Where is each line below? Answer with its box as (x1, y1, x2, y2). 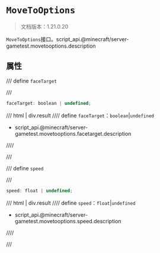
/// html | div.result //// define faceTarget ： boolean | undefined (6, 112, 154, 119)
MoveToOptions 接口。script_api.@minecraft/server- (6, 35, 129, 43)
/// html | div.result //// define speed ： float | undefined (6, 199, 136, 207)
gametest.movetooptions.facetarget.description (14, 130, 132, 137)
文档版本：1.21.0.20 (20, 23, 69, 30)
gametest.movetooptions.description (6, 42, 96, 49)
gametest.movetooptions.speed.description (14, 217, 121, 224)
